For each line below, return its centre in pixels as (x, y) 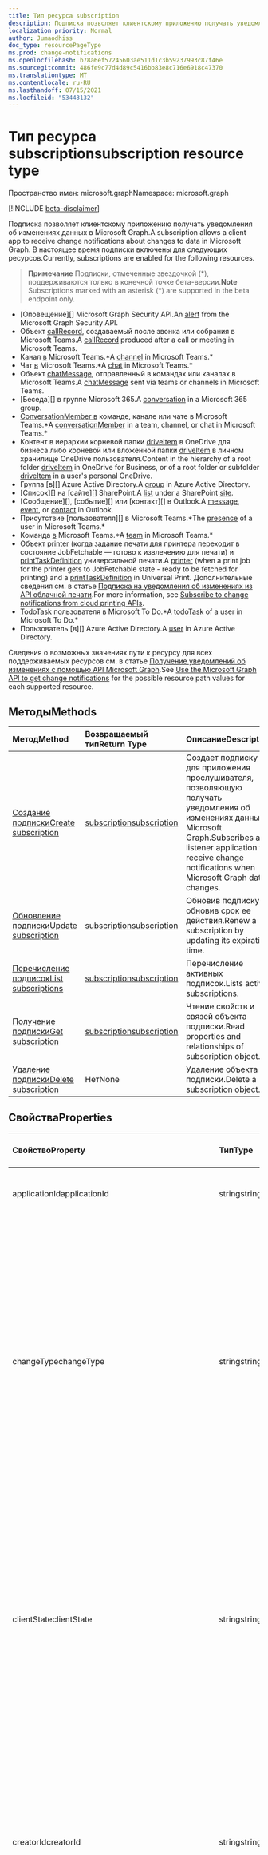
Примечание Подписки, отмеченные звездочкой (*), (118, 273)
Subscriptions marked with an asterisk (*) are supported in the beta (138, 291)
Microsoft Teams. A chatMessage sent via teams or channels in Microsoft (140, 382)
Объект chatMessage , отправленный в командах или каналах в (128, 374)
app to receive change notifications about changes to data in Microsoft (125, 241)
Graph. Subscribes (220, 838)
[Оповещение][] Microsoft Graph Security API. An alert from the (124, 314)
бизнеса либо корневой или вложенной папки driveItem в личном (132, 450)
